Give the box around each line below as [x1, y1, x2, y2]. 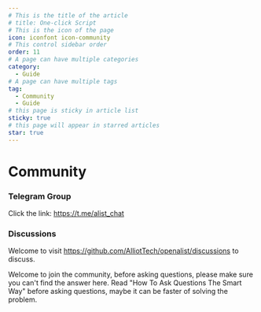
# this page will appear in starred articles [8, 121, 160, 129]
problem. [8, 295, 38, 304]
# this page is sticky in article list [8, 107, 139, 115]
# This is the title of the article [8, 11, 128, 20]
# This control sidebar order [8, 41, 108, 49]
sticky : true [8, 114, 51, 122]
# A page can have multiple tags [8, 77, 118, 85]
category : [8, 63, 41, 71]
